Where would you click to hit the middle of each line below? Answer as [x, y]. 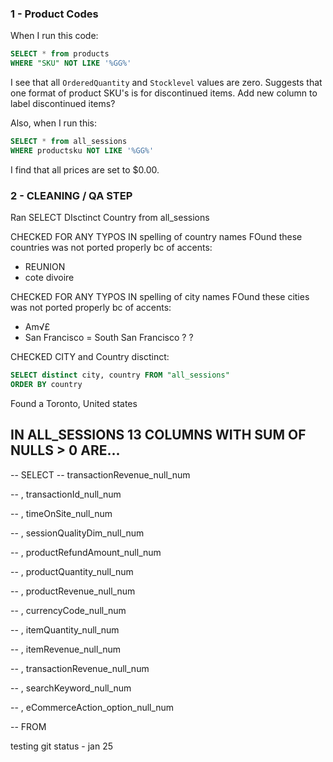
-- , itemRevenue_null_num [66, 649]
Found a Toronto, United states [74, 403]
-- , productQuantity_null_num [72, 571]
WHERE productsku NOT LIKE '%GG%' [82, 150]
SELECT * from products [60, 54]
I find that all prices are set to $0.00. [85, 169]
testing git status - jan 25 [62, 746]
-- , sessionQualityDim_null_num [77, 533]
